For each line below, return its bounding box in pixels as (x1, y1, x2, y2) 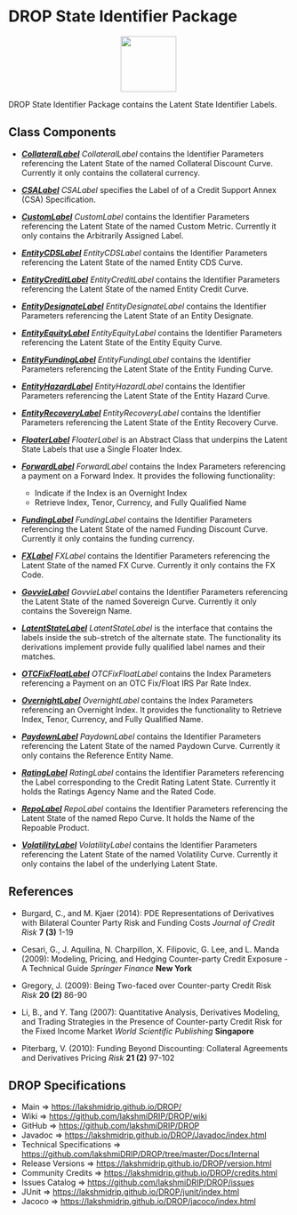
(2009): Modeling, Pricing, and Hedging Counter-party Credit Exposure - (20, 953, 288, 964)
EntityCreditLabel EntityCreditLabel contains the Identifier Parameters (20, 274, 281, 285)
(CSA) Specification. (20, 194, 97, 205)
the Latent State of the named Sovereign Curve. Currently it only (20, 596, 257, 607)
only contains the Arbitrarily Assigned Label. (20, 229, 184, 241)
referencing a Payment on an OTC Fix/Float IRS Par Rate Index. (20, 678, 252, 688)
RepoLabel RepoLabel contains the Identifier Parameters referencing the (20, 803, 288, 814)
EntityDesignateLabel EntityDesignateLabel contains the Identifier (20, 301, 267, 311)
